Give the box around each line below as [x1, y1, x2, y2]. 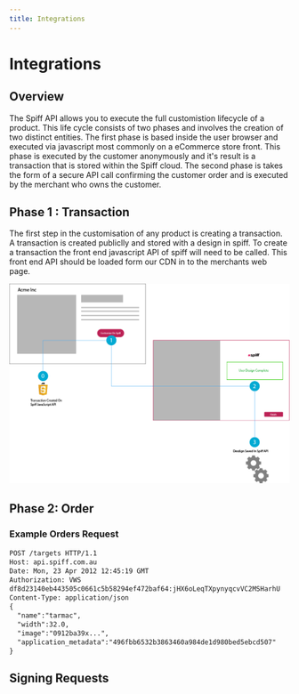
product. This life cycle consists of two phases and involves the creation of [9, 122, 284, 133]
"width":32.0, [17, 619, 69, 629]
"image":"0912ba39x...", [17, 628, 109, 638]
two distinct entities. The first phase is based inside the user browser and [9, 132, 279, 142]
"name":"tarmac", [17, 610, 82, 620]
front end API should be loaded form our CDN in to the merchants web [9, 256, 268, 267]
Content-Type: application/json [9, 593, 129, 602]
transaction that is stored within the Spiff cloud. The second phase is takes [9, 160, 283, 171]
